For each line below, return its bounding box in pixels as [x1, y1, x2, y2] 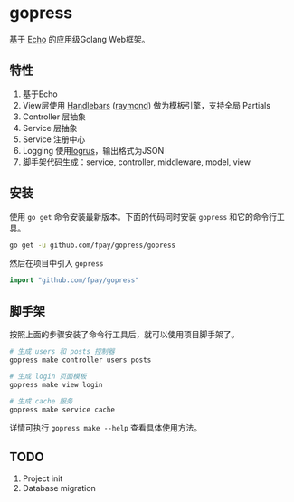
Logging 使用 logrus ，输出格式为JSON [22, 145, 165, 156]
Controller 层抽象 [22, 111, 86, 122]
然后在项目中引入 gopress [9, 258, 104, 269]
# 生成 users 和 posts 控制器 [9, 347, 115, 356]
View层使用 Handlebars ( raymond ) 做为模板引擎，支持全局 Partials [22, 99, 271, 110]
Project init [22, 473, 63, 484]
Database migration [22, 483, 97, 494]
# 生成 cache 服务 [9, 396, 73, 405]
